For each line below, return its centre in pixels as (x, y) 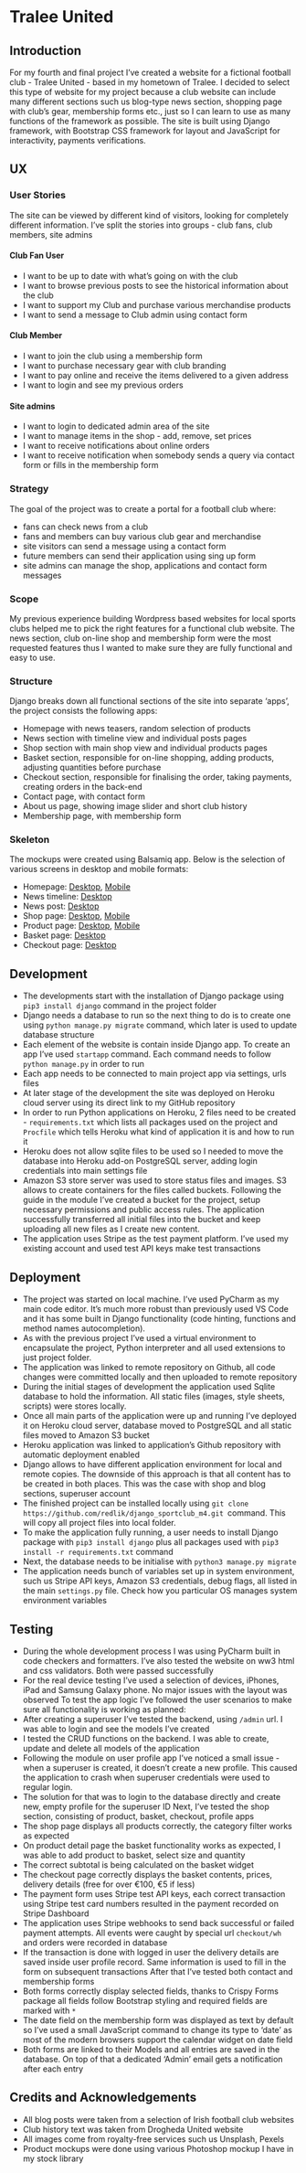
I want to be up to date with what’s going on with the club (130, 275)
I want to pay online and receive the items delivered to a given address (156, 376)
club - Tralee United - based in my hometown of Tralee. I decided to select (150, 82)
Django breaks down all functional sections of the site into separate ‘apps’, (149, 701)
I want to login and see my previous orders (103, 385)
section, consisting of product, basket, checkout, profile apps (138, 1816)
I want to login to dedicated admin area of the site (116, 426)
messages (42, 575)
